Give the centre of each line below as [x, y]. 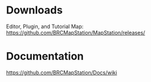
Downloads [35, 10]
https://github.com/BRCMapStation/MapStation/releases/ [76, 32]
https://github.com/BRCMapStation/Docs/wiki [62, 72]
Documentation [45, 57]
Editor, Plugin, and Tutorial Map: [45, 26]
